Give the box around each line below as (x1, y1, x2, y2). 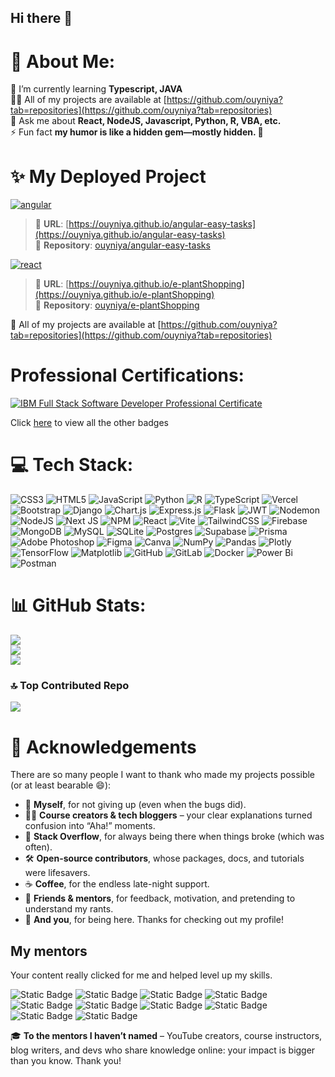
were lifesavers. (24, 867, 91, 879)
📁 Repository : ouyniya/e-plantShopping (34, 299, 200, 311)
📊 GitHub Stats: (10, 594, 147, 617)
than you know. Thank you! (10, 1055, 122, 1067)
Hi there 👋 (10, 10, 73, 27)
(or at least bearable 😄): (10, 779, 112, 791)
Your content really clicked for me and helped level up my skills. (10, 969, 273, 981)
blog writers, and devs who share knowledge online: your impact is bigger (10, 1044, 316, 1056)
